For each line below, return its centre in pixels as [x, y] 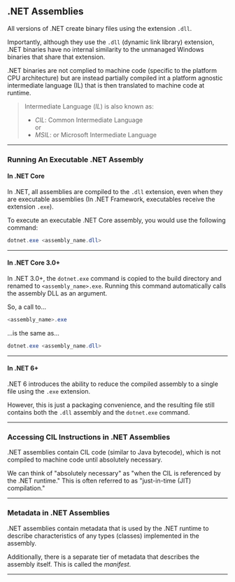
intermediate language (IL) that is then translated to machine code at [106, 85]
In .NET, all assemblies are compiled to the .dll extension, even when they [115, 191]
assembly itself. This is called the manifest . [69, 564]
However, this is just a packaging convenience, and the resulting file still [111, 405]
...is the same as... [33, 333]
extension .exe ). [30, 207]
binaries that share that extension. [56, 57]
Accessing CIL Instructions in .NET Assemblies [89, 437]
